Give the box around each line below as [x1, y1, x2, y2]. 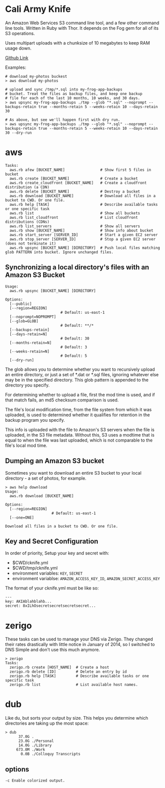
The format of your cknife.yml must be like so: [5, 585, 99, 591]
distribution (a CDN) [5, 185, 50, 190]
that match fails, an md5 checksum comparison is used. [5, 397, 119, 403]
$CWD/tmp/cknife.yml [12, 565, 58, 571]
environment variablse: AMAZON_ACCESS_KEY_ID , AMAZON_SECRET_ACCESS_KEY [12, 576, 160, 582]
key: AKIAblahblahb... [5, 599, 52, 604]
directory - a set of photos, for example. [5, 475, 86, 481]
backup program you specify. [5, 417, 65, 423]
